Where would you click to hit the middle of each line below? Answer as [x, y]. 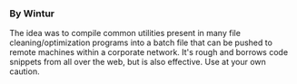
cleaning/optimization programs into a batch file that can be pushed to [141, 42]
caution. [25, 71]
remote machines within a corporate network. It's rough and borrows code [149, 52]
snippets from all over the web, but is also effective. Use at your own [138, 62]
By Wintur [32, 14]
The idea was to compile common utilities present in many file [125, 33]
